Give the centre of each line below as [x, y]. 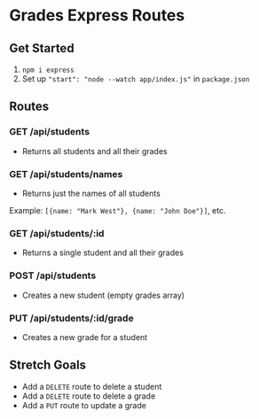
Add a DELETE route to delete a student [92, 386]
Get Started [42, 48]
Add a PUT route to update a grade [84, 405]
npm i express [48, 70]
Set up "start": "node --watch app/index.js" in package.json [136, 79]
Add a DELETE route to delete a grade [89, 396]
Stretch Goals [48, 365]
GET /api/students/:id [57, 233]
